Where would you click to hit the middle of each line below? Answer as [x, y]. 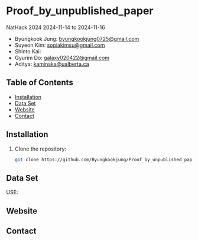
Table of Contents [40, 83]
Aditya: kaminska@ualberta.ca [52, 64]
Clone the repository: [40, 149]
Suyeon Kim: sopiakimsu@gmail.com [60, 45]
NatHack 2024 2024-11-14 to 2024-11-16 [56, 27]
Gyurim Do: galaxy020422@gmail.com [62, 57]
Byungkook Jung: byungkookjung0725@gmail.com [77, 39]
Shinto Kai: [28, 51]
